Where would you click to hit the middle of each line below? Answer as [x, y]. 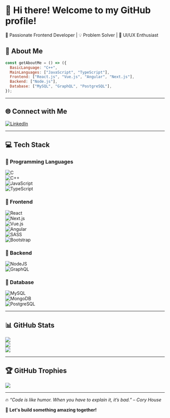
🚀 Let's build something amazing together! [51, 410]
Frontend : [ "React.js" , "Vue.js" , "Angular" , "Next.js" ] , [72, 77]
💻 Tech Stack [28, 145]
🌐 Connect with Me [36, 111]
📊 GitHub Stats [30, 325]
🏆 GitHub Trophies [36, 371]
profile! [21, 21]
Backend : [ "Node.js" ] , [34, 82]
